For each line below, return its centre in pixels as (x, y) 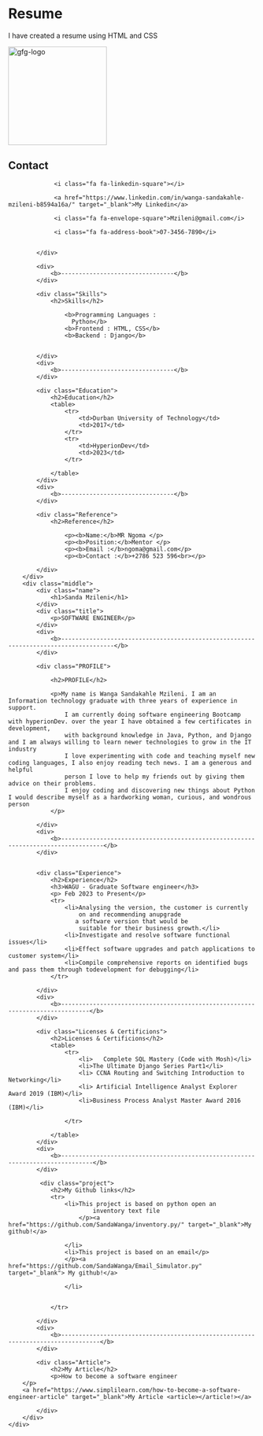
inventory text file (126, 1211)
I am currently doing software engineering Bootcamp (153, 714)
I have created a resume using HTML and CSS (83, 35)
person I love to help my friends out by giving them (154, 777)
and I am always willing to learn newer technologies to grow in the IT (130, 742)
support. (22, 707)
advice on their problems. (52, 783)
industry (22, 749)
